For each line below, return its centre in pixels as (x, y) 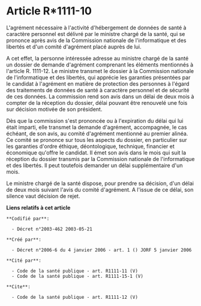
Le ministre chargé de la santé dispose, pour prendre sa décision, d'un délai (100, 183)
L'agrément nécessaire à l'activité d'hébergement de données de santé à (96, 28)
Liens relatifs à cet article (38, 207)
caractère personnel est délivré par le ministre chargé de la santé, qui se (96, 34)
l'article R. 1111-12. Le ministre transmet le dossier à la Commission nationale (100, 71)
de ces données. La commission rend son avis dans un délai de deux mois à (100, 96)
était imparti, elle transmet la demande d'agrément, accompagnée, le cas (97, 127)
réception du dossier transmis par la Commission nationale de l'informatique (100, 159)
